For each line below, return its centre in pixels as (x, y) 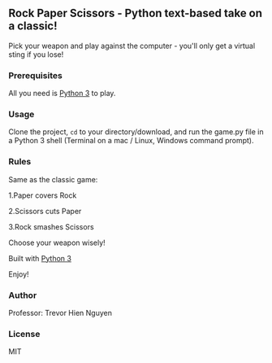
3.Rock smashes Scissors (52, 226)
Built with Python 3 (40, 258)
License (24, 334)
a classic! (33, 26)
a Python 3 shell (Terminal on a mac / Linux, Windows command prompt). (131, 141)
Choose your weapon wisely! (57, 243)
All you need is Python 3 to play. (62, 94)
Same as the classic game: (53, 179)
